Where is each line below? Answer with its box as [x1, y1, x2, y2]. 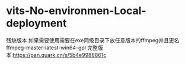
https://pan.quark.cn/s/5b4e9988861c [12, 51, 107, 58]
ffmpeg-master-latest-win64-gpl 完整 [6, 44, 98, 51]
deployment [6, 16, 67, 30]
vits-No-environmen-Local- [6, 4, 146, 18]
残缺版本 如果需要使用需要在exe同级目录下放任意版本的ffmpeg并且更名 [6, 36, 180, 43]
